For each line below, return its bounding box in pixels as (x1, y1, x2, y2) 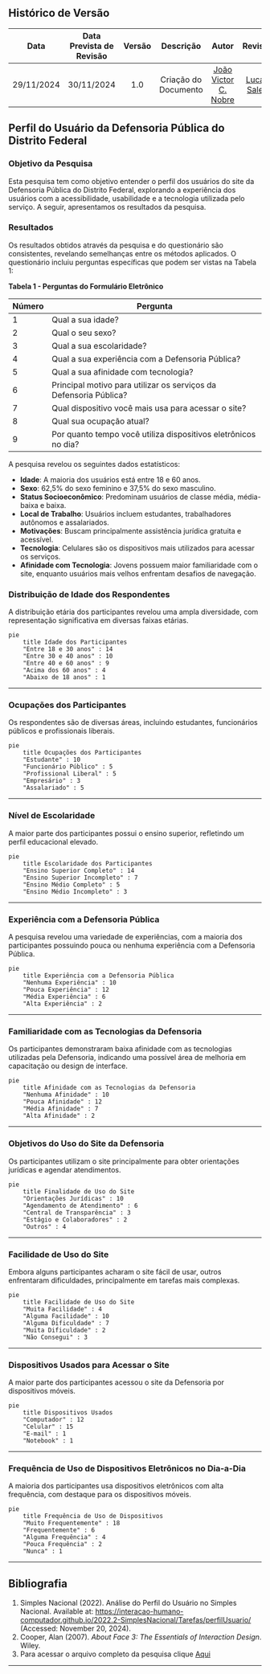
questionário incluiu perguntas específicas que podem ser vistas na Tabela (8, 257, 257, 267)
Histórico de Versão (8, 6, 110, 20)
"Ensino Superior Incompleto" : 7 (22, 874, 138, 882)
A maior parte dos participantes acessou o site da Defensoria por (8, 1377, 225, 1387)
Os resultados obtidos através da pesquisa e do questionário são (8, 240, 223, 250)
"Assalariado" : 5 (22, 784, 84, 792)
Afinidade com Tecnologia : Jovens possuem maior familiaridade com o (19, 560, 259, 570)
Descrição (161, 40, 202, 51)
